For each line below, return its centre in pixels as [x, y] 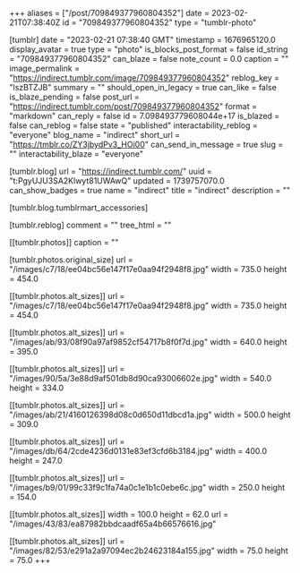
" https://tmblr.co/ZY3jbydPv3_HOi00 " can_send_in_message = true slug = [146, 144]
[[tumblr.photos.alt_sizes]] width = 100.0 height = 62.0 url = [119, 514]
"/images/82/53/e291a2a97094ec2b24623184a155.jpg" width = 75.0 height [149, 551]
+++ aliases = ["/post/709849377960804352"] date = [110, 13]
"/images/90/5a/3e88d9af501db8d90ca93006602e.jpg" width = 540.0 [141, 378]
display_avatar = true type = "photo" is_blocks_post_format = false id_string [149, 49]
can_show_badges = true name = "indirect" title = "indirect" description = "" [150, 190]
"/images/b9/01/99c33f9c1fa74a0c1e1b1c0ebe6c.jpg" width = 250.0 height [147, 487]
